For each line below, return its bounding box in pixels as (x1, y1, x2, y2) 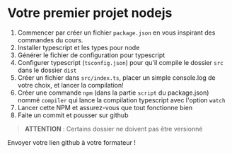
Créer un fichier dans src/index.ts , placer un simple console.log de (17, 73, 216, 82)
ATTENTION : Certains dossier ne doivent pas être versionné (24, 124, 203, 133)
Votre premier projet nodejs (7, 5, 173, 21)
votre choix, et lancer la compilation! (17, 81, 124, 89)
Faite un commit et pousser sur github (17, 111, 129, 119)
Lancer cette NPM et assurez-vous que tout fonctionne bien (17, 103, 193, 112)
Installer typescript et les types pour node (17, 43, 140, 52)
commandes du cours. (17, 35, 83, 44)
